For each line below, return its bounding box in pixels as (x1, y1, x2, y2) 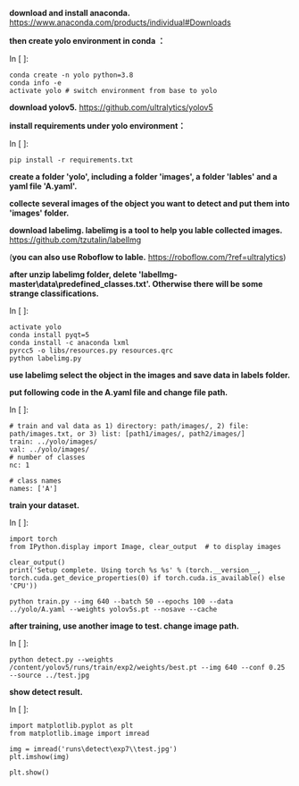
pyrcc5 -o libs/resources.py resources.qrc (9, 346, 174, 355)
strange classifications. (9, 288, 100, 299)
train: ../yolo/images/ (9, 437, 98, 446)
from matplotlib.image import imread (9, 729, 150, 738)
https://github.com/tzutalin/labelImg (9, 234, 142, 245)
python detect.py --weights (9, 655, 114, 664)
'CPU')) (9, 581, 38, 590)
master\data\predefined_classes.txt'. (9, 279, 151, 289)
